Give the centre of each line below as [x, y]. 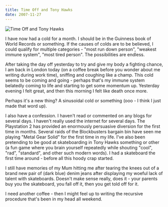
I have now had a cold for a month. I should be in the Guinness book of [78, 39]
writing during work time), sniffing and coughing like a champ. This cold [79, 75]
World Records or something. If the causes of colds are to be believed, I [79, 44]
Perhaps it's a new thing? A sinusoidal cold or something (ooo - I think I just [83, 100]
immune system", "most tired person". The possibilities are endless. [75, 54]
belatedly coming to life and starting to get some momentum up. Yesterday [82, 85]
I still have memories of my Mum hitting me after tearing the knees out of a [82, 168]
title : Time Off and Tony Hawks [39, 10]
